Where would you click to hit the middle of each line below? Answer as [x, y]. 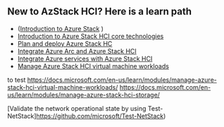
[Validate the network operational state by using [77, 108]
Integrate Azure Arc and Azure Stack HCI [77, 51]
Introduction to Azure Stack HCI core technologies [91, 36]
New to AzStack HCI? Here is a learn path [100, 12]
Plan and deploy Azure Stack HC [65, 43]
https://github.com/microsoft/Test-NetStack [100, 116]
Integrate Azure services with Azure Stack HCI [85, 59]
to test [17, 80]
